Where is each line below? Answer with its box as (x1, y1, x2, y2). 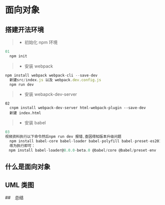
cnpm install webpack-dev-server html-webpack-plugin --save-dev (9, 106, 146, 111)
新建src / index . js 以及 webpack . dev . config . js (9, 77, 102, 82)
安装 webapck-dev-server (24, 91, 77, 97)
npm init (9, 53, 27, 59)
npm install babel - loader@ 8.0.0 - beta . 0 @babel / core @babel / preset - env (8, 148, 156, 153)
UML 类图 (5, 181, 34, 189)
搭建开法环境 (5, 25, 44, 34)
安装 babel (24, 120, 46, 126)
